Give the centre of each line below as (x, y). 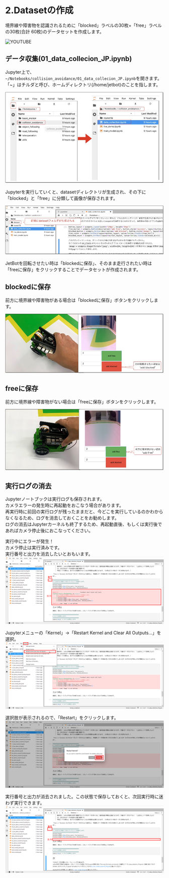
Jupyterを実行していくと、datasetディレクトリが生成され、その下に (76, 192)
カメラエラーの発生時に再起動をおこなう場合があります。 (65, 505)
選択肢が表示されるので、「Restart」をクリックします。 (62, 718)
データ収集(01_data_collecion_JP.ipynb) (69, 59)
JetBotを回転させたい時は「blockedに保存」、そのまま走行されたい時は (79, 263)
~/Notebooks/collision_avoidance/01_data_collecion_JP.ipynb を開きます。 (83, 78)
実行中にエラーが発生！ (29, 541)
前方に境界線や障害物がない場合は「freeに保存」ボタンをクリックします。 (82, 401)
